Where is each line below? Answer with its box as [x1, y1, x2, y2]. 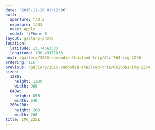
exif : [5, 12, 17, 17]
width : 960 [14, 83, 38, 89]
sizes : [5, 70, 20, 75]
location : [5, 41, 27, 46]
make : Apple [10, 27, 36, 32]
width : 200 [14, 112, 38, 118]
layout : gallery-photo [5, 36, 54, 41]
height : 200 [14, 107, 40, 113]
